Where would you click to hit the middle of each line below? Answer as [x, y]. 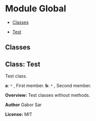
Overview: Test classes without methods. [48, 95]
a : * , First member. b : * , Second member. [48, 86]
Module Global [36, 9]
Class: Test [23, 64]
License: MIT [19, 115]
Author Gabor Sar [24, 105]
